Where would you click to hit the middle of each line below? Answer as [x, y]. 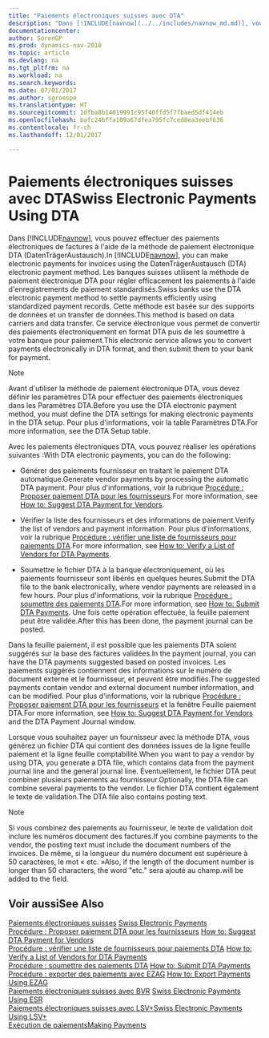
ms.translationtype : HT [48, 105]
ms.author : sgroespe [43, 98]
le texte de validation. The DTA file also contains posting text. [108, 796]
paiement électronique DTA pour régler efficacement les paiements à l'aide [132, 281]
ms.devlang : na [34, 61]
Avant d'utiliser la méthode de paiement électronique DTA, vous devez [124, 388]
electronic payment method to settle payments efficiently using [112, 297]
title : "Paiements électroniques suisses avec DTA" [96, 16]
